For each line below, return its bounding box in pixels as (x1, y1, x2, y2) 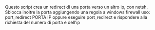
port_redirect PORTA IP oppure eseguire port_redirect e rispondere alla (5, 15, 148, 20)
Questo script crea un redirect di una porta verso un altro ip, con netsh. (5, 4, 148, 10)
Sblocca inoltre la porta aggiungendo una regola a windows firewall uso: (5, 9, 150, 15)
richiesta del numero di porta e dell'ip (5, 19, 80, 25)
